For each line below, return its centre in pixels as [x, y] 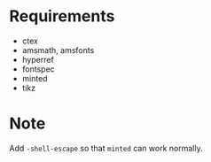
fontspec [38, 69]
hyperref [38, 59]
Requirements [62, 16]
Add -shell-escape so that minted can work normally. [106, 148]
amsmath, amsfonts [58, 50]
